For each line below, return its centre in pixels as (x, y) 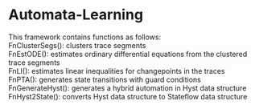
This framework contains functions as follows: (85, 37)
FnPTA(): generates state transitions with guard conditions (105, 79)
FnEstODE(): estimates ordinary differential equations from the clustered (128, 54)
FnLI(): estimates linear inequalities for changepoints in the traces (117, 71)
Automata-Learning (76, 15)
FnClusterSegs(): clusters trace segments (77, 45)
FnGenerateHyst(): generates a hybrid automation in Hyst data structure (127, 88)
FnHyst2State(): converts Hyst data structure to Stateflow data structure (128, 96)
